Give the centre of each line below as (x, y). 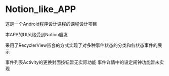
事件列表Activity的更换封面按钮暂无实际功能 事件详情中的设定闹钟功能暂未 (82, 62)
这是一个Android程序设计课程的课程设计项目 (51, 24)
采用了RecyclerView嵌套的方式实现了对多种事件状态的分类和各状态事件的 (81, 45)
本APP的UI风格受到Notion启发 (37, 34)
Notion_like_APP (41, 9)
